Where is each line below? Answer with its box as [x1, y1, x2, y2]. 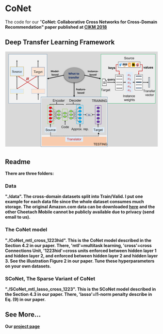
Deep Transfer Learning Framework [5, 38, 115, 47]
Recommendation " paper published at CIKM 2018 [5, 24, 107, 30]
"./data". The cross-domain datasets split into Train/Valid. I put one [5, 193, 143, 199]
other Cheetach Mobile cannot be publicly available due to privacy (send [5, 209, 155, 215]
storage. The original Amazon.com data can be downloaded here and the [5, 204, 155, 210]
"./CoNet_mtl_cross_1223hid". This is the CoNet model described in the [5, 237, 152, 243]
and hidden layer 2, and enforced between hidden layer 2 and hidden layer [5, 253, 158, 258]
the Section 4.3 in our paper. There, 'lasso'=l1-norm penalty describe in [5, 291, 152, 297]
